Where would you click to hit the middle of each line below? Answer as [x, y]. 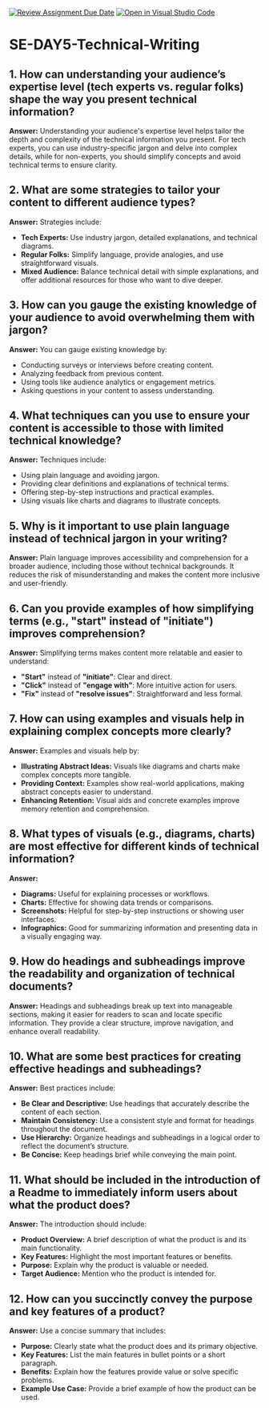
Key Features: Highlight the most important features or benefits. [126, 1257]
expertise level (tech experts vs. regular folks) [126, 87]
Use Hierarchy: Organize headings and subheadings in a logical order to [141, 1137]
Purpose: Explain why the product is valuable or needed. [114, 1266]
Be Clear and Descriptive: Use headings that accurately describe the [135, 1104]
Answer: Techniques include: [58, 459]
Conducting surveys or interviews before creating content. [117, 365]
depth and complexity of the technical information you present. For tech [128, 139]
